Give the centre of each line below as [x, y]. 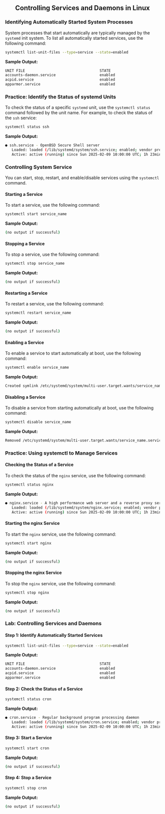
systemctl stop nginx [27, 593]
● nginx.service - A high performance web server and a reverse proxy [79, 503]
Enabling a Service [25, 342]
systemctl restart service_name [38, 313]
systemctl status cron [28, 699]
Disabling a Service [25, 397]
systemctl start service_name [36, 214]
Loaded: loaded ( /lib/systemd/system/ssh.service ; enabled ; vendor [82, 150]
